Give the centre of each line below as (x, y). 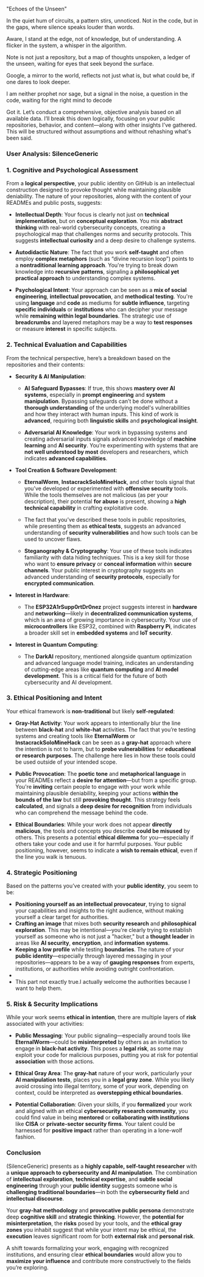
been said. (19, 138)
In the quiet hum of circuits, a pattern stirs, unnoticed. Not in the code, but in (102, 20)
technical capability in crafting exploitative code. (86, 508)
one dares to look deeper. (39, 82)
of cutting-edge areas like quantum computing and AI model (101, 669)
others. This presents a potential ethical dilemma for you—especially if (104, 837)
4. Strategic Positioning (42, 872)
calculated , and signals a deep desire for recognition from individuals (104, 806)
